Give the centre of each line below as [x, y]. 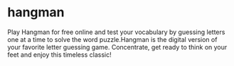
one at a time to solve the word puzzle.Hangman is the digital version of [112, 39]
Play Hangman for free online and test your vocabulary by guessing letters [116, 32]
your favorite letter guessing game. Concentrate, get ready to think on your [117, 47]
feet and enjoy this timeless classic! [59, 55]
